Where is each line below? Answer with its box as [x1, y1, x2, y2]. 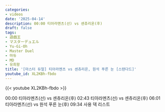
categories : [5, 7, 30, 12]
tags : [5, 30, 16, 35]
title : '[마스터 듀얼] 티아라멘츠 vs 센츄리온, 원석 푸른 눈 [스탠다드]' [5, 67, 137, 72]
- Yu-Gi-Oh [5, 44, 28, 49]
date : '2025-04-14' [5, 16, 46, 21]
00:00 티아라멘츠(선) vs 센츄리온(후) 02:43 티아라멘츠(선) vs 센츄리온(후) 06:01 [5, 95, 161, 101]
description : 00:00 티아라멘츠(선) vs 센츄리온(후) [5, 21, 103, 26]
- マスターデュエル [5, 39, 40, 44]
